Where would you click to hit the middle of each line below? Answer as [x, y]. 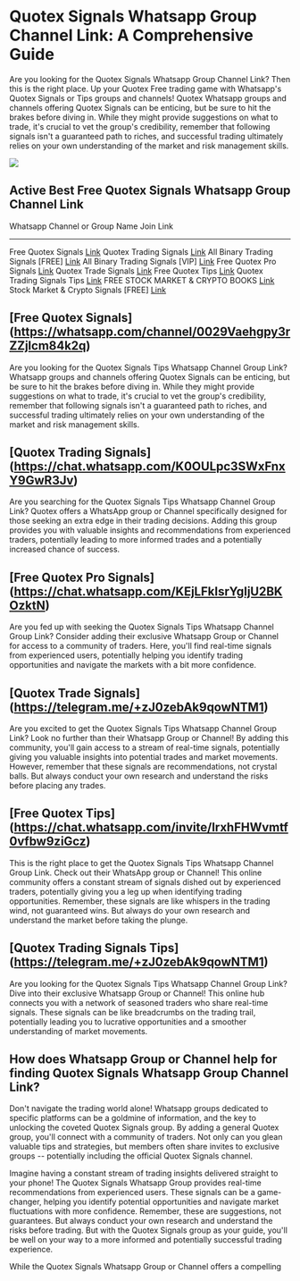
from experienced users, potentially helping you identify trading [126, 655]
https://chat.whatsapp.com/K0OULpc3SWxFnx [150, 466]
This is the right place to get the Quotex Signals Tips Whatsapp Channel [142, 863]
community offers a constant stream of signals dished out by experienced [145, 881]
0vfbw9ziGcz [48, 842]
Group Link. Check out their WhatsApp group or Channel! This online [136, 872]
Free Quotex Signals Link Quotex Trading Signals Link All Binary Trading [142, 251]
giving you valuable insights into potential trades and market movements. [144, 757]
